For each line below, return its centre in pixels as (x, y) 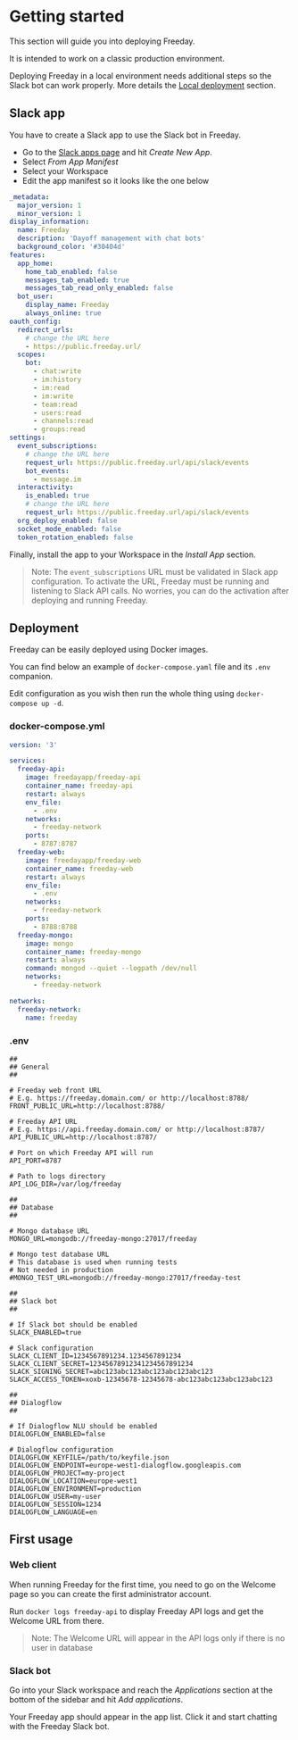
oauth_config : (36, 321)
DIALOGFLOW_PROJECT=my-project (67, 1473)
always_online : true (63, 313)
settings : (28, 438)
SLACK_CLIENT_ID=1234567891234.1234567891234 (95, 1356)
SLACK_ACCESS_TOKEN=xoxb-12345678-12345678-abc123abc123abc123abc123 (141, 1379)
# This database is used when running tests (93, 1262)
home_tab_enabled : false (71, 271)
